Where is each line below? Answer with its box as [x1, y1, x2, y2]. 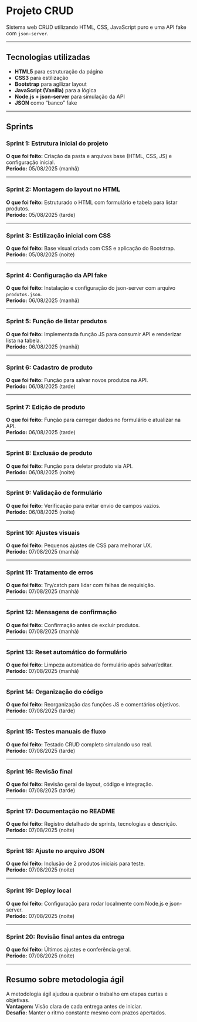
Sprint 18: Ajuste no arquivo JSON [6, 847, 105, 855]
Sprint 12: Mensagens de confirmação [6, 608, 117, 616]
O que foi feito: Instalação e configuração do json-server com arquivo [6, 284, 176, 291]
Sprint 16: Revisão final [6, 767, 73, 775]
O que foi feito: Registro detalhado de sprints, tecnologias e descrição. [6, 820, 178, 827]
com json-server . [6, 29, 49, 36]
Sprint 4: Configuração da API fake [6, 271, 107, 279]
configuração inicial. [6, 159, 56, 166]
